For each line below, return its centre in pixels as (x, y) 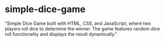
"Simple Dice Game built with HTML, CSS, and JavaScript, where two (78, 23)
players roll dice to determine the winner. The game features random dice (82, 28)
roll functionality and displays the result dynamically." (61, 34)
